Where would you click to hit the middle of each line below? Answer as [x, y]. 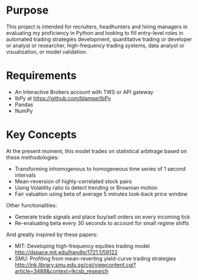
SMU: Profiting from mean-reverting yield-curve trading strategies [95, 258]
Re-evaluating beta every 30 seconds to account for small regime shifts [102, 223]
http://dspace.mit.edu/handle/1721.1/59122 [66, 252]
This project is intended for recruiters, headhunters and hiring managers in [97, 27]
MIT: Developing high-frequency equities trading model [82, 246]
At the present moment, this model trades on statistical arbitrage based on [97, 151]
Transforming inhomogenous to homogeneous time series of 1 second [100, 168]
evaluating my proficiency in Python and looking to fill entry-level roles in [95, 32]
